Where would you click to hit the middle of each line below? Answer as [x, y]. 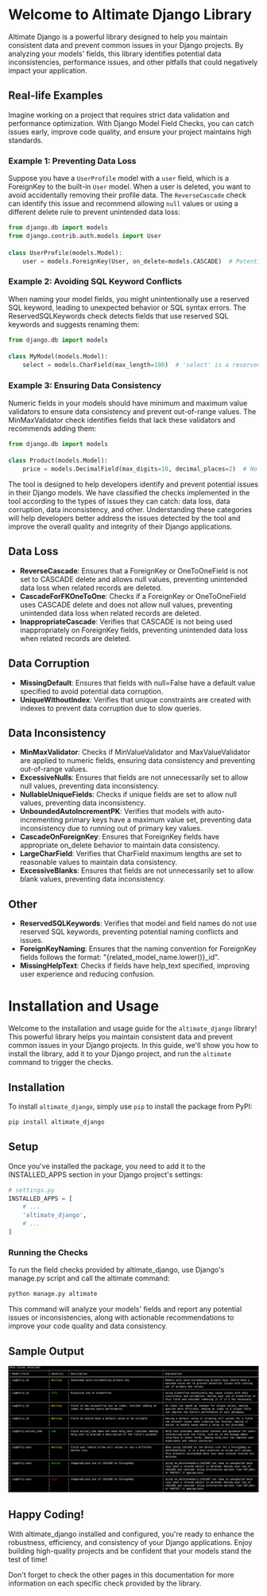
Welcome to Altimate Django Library [130, 15]
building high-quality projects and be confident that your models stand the [130, 1551]
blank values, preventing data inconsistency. [92, 879]
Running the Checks [48, 1252]
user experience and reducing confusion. [87, 974]
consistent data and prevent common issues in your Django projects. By [126, 45]
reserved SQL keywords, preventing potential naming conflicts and [129, 932]
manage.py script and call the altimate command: [89, 1278]
